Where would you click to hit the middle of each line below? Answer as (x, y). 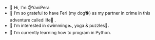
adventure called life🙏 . (33, 20)
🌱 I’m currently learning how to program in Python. (60, 32)
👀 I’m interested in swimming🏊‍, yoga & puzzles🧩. (59, 25)
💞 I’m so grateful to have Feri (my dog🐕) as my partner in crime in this (80, 13)
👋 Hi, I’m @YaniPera (29, 8)
